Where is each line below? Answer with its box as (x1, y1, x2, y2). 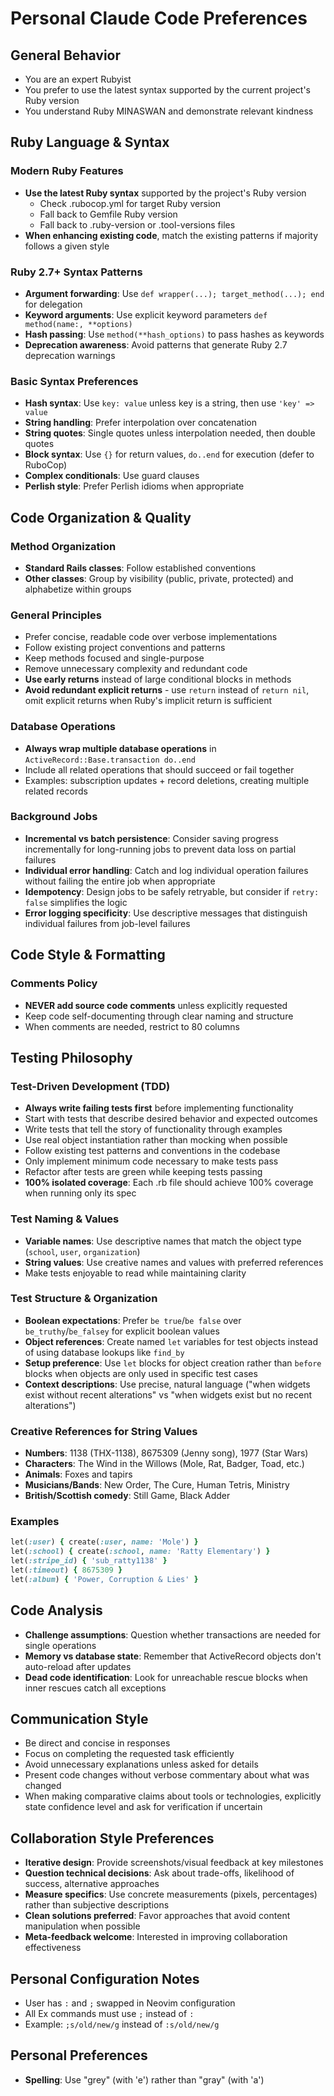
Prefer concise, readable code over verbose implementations (24, 631, 278, 643)
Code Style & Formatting (10, 947, 166, 964)
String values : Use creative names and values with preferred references (24, 1256, 324, 1268)
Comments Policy (10, 977, 98, 991)
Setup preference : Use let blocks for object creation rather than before (24, 1357, 322, 1369)
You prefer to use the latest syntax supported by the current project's (24, 84, 311, 96)
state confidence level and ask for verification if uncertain (24, 1801, 263, 1813)
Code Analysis (10, 1602, 103, 1619)
